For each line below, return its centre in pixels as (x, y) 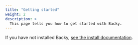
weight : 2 (16, 14)
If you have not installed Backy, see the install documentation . (69, 38)
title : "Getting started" (32, 10)
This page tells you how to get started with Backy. (66, 23)
